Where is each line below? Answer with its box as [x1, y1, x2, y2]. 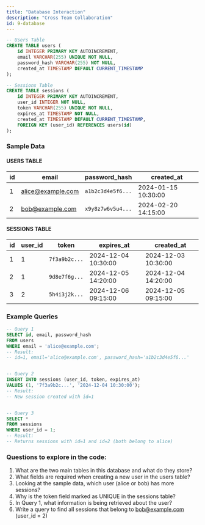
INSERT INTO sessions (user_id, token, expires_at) [6, 376, 140, 383]
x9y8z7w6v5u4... [84, 205, 132, 212]
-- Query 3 [6, 410, 34, 416]
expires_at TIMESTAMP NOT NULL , [17, 111, 99, 117]
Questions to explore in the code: [6, 453, 107, 461]
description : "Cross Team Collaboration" [6, 15, 113, 21]
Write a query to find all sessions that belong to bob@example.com [15, 505, 184, 513]
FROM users [6, 337, 34, 343]
